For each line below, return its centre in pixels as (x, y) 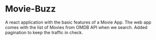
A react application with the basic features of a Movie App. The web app (78, 22)
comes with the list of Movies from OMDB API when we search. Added (76, 27)
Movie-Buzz (30, 9)
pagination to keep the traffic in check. (44, 32)
